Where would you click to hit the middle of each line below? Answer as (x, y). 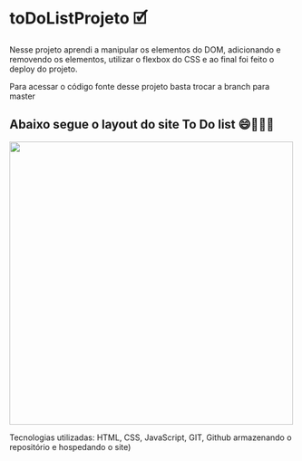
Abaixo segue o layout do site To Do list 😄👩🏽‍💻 (142, 125)
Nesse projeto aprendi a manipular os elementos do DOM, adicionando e (145, 49)
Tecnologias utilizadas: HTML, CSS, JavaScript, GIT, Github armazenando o (151, 437)
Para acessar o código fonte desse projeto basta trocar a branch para (140, 86)
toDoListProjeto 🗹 (78, 19)
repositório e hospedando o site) (70, 447)
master (23, 96)
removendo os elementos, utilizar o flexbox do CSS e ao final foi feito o (142, 59)
